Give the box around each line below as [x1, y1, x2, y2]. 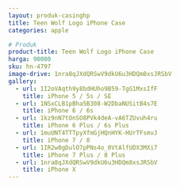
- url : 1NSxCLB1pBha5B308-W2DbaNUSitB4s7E [15, 100, 158, 108]
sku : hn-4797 [8, 63, 52, 71]
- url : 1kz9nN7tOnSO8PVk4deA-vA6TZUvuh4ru [15, 114, 158, 123]
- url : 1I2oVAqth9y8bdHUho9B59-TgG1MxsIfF [15, 85, 158, 93]
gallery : [8, 77, 37, 85]
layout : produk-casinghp [8, 11, 90, 20]
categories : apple [8, 26, 69, 34]
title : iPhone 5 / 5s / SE [22, 92, 112, 100]
